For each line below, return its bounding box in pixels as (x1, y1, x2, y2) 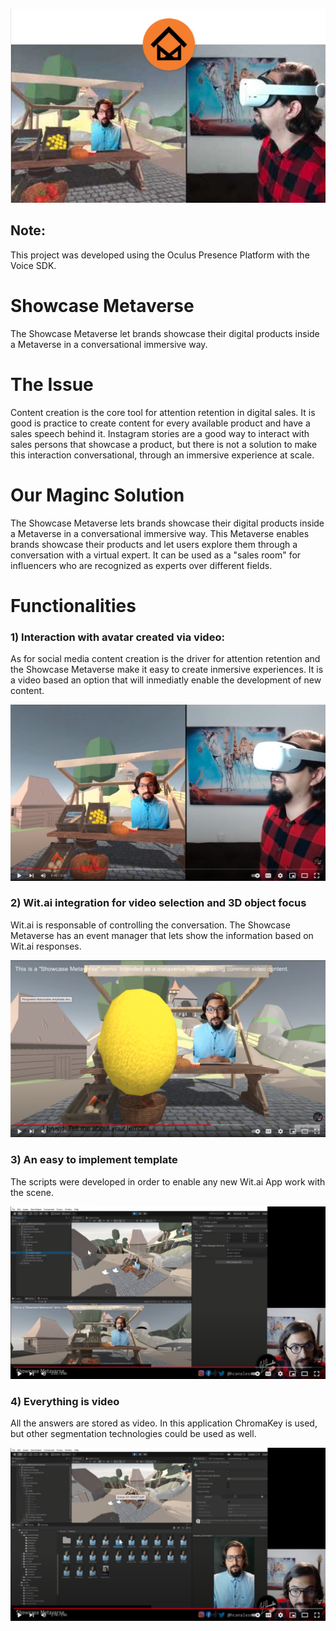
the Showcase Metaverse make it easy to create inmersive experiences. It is (10, 664, 324, 675)
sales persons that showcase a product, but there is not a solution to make (10, 438, 318, 450)
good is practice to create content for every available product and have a (10, 417, 311, 429)
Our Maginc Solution (10, 484, 185, 506)
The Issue (10, 373, 94, 396)
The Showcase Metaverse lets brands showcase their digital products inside (10, 517, 325, 529)
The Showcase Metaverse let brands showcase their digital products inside (10, 327, 320, 339)
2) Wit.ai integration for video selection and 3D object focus (10, 896, 307, 910)
